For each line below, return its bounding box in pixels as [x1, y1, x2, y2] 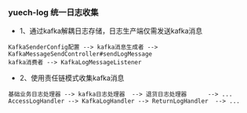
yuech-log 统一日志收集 [8, 6, 100, 17]
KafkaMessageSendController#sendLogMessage [8, 50, 153, 58]
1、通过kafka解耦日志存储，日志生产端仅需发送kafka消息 [19, 26, 203, 36]
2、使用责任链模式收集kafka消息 [19, 73, 125, 83]
